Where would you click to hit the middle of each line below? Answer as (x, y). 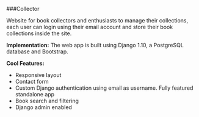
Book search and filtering (47, 101)
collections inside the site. (39, 33)
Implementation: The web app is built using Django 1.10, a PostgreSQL (95, 45)
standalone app (35, 94)
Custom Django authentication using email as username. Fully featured (104, 88)
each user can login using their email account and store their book (90, 27)
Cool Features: (25, 63)
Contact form (32, 82)
